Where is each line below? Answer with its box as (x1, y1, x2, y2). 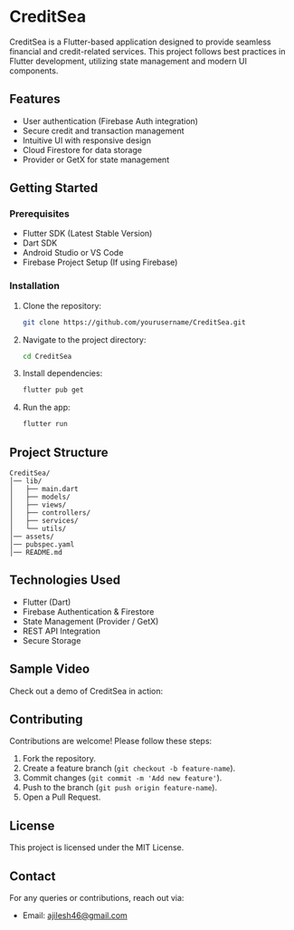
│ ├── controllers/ (9, 509, 91, 518)
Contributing (9, 712, 83, 727)
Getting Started (9, 180, 99, 196)
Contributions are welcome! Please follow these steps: (9, 736, 213, 747)
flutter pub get (22, 385, 84, 395)
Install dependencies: (22, 368, 103, 379)
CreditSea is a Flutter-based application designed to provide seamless (9, 36, 271, 47)
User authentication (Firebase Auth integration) (22, 115, 199, 126)
